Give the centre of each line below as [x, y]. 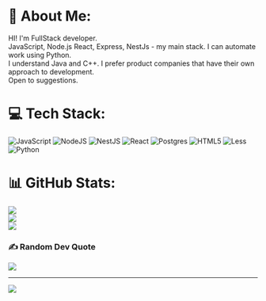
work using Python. [40, 55]
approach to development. [51, 71]
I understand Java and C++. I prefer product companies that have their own [131, 63]
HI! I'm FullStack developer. [53, 38]
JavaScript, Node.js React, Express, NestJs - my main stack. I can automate [132, 46]
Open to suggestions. [43, 80]
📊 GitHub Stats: [62, 183]
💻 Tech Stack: [57, 114]
